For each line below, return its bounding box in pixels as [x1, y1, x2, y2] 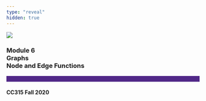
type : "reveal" [6, 9, 45, 15]
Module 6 [6, 47, 36, 55]
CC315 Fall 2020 [6, 89, 50, 96]
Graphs [6, 54, 29, 62]
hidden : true [6, 15, 40, 21]
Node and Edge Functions [6, 62, 85, 70]
